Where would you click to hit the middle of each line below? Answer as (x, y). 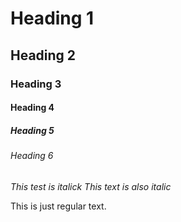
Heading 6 (32, 156)
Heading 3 (36, 84)
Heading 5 (32, 130)
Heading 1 (52, 18)
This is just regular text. (58, 206)
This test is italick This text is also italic (91, 186)
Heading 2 (43, 55)
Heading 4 (32, 108)
